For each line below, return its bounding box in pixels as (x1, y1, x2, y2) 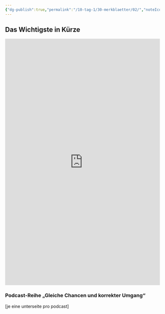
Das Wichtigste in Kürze (5, 26, 81, 34)
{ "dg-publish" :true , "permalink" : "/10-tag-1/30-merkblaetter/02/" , (5, 7, 144, 12)
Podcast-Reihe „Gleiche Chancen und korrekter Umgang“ (5, 292, 146, 299)
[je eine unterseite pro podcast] (5, 303, 69, 309)
